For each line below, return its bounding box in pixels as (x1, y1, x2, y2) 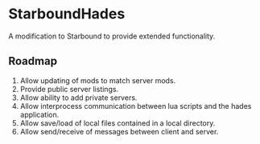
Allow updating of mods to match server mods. (19, 75, 176, 85)
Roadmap (8, 54, 58, 68)
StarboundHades (8, 5, 126, 23)
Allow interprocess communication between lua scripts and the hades (19, 101, 252, 110)
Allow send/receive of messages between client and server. (19, 126, 219, 136)
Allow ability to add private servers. (19, 93, 138, 102)
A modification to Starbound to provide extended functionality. (8, 31, 216, 41)
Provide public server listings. (19, 84, 119, 94)
